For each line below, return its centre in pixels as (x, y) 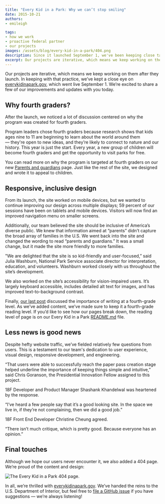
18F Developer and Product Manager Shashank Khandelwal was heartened (81, 390)
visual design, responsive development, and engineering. (63, 355)
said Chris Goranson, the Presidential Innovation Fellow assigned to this (77, 375)
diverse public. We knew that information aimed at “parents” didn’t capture (81, 231)
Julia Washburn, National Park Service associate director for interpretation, (81, 261)
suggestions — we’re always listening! (44, 496)
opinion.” (14, 434)
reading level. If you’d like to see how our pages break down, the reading (79, 312)
